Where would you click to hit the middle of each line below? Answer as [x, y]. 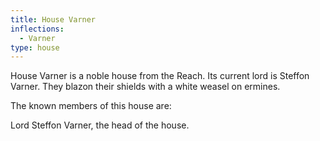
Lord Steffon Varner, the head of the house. [100, 125]
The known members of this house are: [91, 106]
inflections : [37, 29]
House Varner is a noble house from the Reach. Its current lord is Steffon [160, 76]
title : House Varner [53, 19]
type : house [35, 47]
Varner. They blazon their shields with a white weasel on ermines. [145, 87]
